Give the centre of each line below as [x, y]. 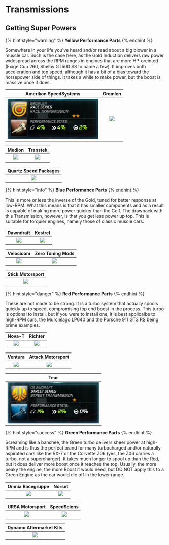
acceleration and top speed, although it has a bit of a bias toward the [77, 72]
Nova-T [16, 336]
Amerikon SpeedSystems [53, 94]
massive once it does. [28, 83]
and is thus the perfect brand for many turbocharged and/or [79, 448]
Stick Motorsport [26, 274]
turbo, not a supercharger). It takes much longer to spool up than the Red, [82, 459]
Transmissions [37, 9]
